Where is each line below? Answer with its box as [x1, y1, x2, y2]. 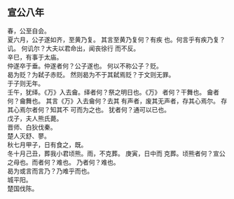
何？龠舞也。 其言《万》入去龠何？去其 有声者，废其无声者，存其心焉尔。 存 [7, 97, 228, 105]
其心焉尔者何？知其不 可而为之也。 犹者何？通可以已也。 [7, 105, 170, 114]
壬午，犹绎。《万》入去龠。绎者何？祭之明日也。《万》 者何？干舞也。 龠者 [7, 88, 219, 96]
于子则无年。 [7, 79, 44, 88]
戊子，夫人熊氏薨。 [7, 114, 63, 123]
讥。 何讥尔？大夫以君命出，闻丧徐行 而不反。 [7, 44, 140, 53]
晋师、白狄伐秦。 [7, 123, 57, 131]
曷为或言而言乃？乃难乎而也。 [7, 167, 93, 175]
